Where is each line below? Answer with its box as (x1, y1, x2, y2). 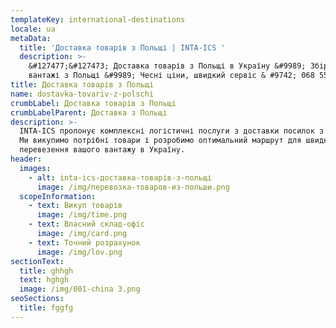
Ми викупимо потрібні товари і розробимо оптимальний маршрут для (19, 136, 302, 146)
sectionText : (10, 256, 65, 266)
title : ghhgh (19, 266, 74, 276)
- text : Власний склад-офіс (28, 219, 145, 230)
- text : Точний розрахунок (28, 237, 141, 248)
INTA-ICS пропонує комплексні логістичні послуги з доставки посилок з (19, 126, 325, 136)
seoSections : (10, 294, 65, 304)
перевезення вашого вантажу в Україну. (19, 145, 186, 155)
